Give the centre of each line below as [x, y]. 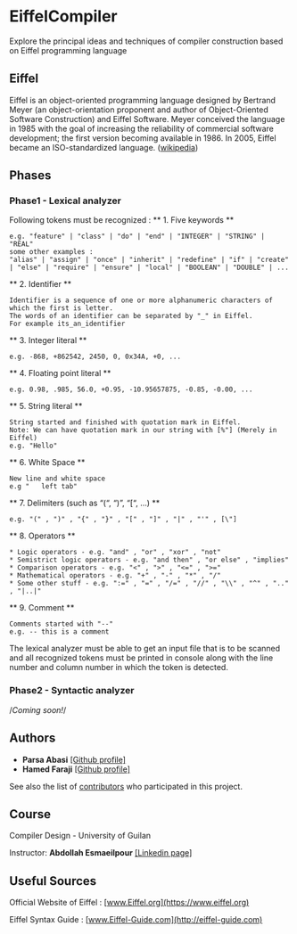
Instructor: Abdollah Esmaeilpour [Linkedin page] [101, 853]
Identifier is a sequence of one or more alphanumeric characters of [141, 300]
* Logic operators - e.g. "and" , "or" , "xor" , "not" [115, 553]
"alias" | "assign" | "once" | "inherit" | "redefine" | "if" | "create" [149, 260]
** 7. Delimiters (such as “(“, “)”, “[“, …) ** [85, 503]
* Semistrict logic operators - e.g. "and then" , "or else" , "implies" [149, 560]
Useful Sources [53, 881]
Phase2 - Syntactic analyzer [72, 691]
